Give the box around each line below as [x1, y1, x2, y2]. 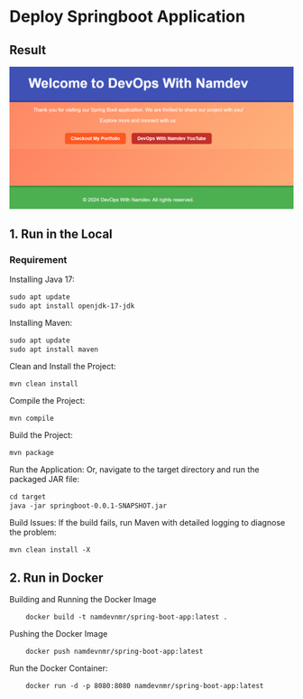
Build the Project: [9, 430, 74, 441]
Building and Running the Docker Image [9, 594, 157, 604]
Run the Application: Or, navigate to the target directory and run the [9, 464, 260, 475]
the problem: [9, 527, 57, 538]
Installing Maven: [9, 318, 73, 329]
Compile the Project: [9, 396, 86, 406]
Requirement [9, 253, 68, 266]
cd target [9, 492, 47, 502]
